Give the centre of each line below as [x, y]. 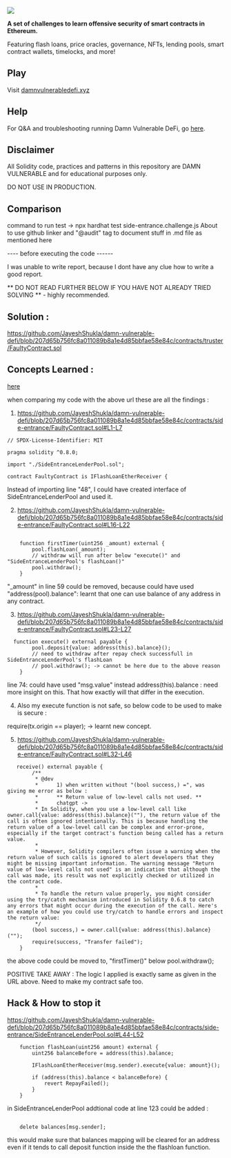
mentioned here [30, 240]
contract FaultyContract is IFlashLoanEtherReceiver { [88, 476]
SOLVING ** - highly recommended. [59, 295]
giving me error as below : [48, 791]
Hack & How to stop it [54, 1003]
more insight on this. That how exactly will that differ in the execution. [106, 692]
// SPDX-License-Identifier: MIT [55, 440]
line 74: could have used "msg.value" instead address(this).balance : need [113, 685]
